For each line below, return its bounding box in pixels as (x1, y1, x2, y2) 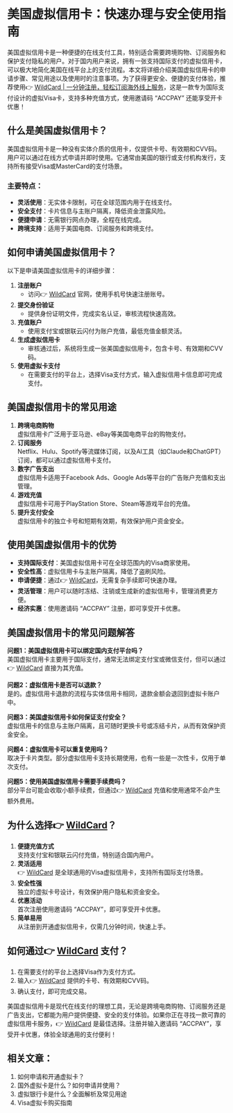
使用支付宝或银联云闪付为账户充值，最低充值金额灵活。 (27, 326, 186, 335)
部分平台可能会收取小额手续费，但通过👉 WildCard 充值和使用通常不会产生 (7, 786, 221, 794)
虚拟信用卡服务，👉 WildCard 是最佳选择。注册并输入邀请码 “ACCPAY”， (7, 1019, 216, 1027)
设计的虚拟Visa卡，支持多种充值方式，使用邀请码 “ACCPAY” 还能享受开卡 (12, 93, 223, 102)
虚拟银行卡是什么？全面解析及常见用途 (17, 1089, 127, 1098)
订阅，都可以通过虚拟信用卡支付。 (17, 456, 115, 464)
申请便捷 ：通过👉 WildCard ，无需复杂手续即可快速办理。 (17, 576, 181, 584)
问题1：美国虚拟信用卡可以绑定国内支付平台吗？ (7, 646, 144, 655)
